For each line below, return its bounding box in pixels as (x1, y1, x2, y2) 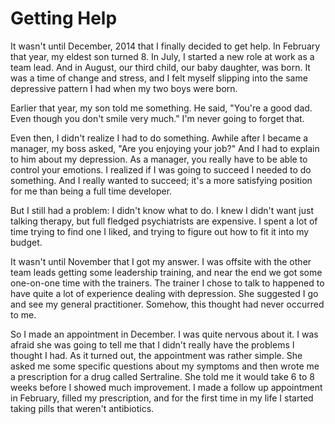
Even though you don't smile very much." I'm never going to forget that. (10, 112, 305, 124)
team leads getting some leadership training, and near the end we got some (10, 266, 323, 278)
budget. (10, 236, 43, 248)
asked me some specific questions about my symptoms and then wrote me (10, 360, 320, 372)
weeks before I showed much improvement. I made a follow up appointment (10, 381, 323, 393)
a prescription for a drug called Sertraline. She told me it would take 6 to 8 (10, 370, 315, 382)
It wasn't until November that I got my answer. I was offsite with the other (10, 255, 312, 267)
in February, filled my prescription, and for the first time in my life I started (10, 392, 314, 404)
